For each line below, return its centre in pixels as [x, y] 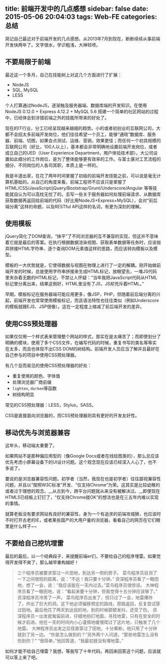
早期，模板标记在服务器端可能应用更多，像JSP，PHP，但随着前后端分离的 [81, 294]
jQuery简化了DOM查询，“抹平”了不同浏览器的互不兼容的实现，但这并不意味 [82, 236]
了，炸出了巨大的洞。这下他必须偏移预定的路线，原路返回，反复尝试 [86, 603]
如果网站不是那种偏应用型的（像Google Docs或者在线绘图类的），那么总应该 [82, 456]
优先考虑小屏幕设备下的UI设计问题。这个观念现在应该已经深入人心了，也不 [81, 462]
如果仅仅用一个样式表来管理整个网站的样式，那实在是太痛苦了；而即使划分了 [83, 337]
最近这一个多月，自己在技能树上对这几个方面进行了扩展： [63, 75]
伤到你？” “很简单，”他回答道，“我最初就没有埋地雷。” [70, 640]
